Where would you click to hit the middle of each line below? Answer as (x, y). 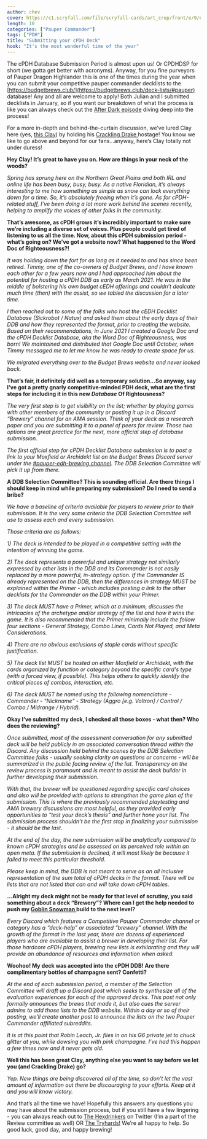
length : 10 (21, 23)
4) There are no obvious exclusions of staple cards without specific (92, 644)
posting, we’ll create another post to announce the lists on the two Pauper (101, 1016)
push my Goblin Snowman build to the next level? (71, 909)
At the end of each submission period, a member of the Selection (90, 984)
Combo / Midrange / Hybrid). (44, 707)
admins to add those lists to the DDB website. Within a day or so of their (98, 1010)
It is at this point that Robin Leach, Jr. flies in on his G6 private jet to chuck (101, 1035)
